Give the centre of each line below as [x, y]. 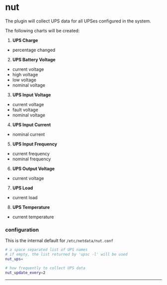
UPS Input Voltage [32, 95]
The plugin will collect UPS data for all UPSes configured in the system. [78, 21]
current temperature [33, 217]
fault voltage [25, 110]
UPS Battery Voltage [34, 59]
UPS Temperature [31, 207]
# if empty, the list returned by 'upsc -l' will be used [66, 255]
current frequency [31, 153]
